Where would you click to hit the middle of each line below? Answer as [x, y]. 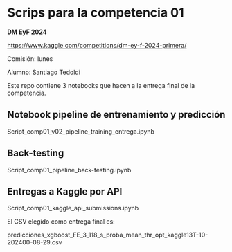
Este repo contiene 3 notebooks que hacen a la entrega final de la [101, 85]
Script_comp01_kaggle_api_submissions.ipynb [73, 208]
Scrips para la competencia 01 [96, 13]
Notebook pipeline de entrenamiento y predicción [116, 115]
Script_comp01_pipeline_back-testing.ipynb [69, 170]
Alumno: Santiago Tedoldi [44, 72]
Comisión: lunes [30, 58]
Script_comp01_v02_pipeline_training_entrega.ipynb [81, 131]
